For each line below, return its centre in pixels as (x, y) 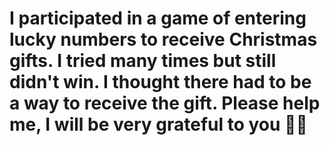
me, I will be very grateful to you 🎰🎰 (158, 124)
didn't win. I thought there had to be (160, 82)
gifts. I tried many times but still (143, 61)
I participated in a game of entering (158, 18)
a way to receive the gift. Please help (165, 103)
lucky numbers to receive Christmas (163, 39)
